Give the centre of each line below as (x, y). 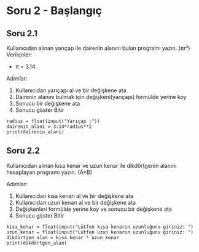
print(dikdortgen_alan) (37, 243)
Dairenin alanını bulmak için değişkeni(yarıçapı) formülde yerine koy (101, 97)
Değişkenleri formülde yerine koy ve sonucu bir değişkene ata (93, 209)
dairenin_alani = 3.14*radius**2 (49, 127)
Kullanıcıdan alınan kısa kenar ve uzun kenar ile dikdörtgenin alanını (92, 165)
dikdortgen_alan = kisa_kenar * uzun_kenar (63, 237)
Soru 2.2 (23, 151)
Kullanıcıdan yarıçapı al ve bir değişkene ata (71, 90)
